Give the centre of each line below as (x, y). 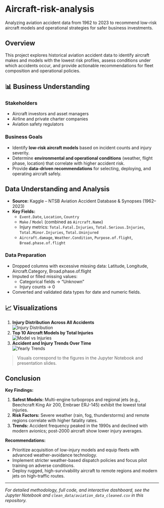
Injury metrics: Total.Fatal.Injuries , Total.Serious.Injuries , (82, 227)
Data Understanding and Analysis (57, 189)
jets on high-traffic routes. (38, 476)
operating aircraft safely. (37, 174)
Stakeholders (21, 103)
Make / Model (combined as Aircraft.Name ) (61, 222)
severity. (21, 152)
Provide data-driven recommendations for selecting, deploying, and (82, 168)
